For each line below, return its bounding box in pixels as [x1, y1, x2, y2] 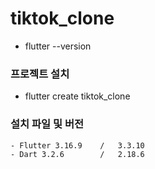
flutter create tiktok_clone [24, 90, 131, 102]
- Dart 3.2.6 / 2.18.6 [10, 149, 145, 159]
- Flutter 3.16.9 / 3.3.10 [10, 140, 145, 151]
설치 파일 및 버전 [10, 117, 84, 131]
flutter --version [24, 40, 92, 52]
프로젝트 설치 [10, 67, 70, 81]
